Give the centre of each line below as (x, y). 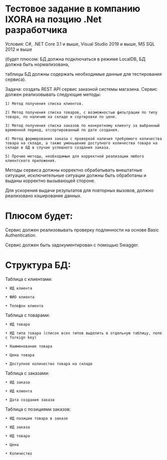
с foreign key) (21, 337)
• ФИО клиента (20, 297)
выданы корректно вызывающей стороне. (50, 181)
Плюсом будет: (39, 216)
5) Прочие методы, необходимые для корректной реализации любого (74, 156)
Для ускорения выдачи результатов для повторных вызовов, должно (79, 190)
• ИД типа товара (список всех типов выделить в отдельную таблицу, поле (84, 333)
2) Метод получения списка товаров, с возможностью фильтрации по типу (81, 112)
